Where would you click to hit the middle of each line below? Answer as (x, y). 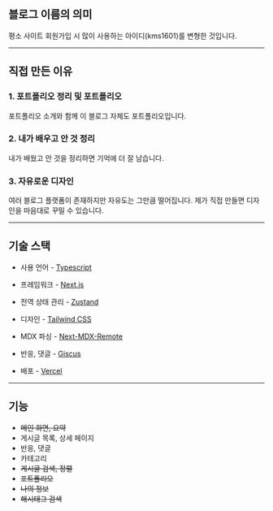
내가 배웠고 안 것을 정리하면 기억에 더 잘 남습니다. (87, 158)
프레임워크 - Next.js (52, 284)
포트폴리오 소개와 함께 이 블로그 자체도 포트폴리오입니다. (97, 115)
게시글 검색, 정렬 (46, 468)
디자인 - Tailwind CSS (56, 318)
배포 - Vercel (41, 370)
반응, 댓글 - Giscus (50, 353)
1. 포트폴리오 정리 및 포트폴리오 (65, 97)
